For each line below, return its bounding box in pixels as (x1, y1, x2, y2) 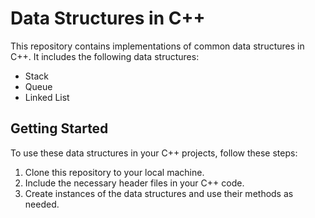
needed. (24, 198, 60, 210)
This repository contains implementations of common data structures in (10, 40, 305, 52)
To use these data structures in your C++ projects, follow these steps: (10, 147, 298, 159)
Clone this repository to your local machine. (24, 166, 205, 178)
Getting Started (10, 120, 109, 137)
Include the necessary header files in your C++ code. (24, 177, 245, 189)
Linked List (24, 91, 70, 103)
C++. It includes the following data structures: (10, 50, 200, 62)
